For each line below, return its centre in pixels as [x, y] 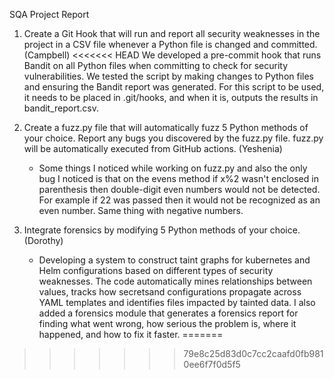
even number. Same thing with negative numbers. [141, 210]
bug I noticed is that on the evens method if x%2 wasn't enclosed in [178, 178]
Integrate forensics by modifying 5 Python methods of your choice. [162, 230]
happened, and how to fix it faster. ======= [131, 334]
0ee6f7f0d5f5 [212, 364]
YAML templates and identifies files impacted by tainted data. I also [177, 302]
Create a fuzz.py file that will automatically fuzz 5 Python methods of [166, 127]
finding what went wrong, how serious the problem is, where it [167, 323]
